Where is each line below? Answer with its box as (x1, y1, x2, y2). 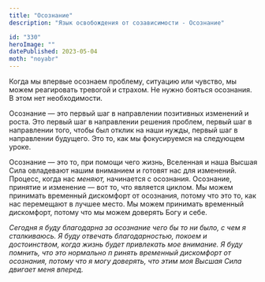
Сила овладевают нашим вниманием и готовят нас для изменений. (9, 166, 237, 175)
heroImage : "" (9, 40, 56, 48)
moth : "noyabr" (9, 55, 59, 63)
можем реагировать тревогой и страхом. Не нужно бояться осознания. (9, 85, 252, 95)
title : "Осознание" (9, 11, 73, 20)
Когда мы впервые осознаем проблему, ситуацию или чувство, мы (9, 76, 237, 86)
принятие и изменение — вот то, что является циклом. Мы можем (9, 183, 233, 191)
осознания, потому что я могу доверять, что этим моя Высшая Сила (9, 257, 242, 265)
